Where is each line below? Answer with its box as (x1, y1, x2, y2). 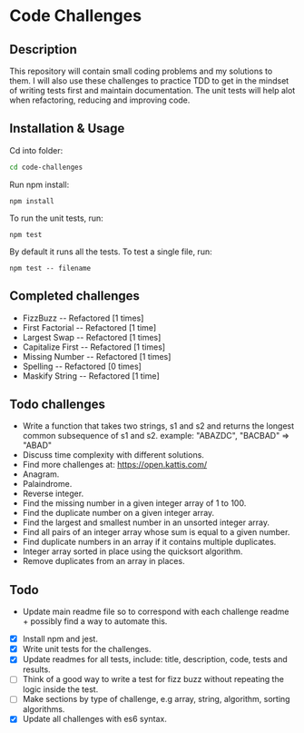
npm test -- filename (9, 263, 92, 272)
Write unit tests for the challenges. (22, 644, 152, 655)
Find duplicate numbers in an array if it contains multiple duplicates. (22, 537, 277, 548)
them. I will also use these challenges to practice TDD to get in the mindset (9, 75, 289, 86)
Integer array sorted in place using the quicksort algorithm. (22, 546, 243, 557)
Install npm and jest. (22, 633, 98, 645)
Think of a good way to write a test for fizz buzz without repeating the (22, 674, 284, 685)
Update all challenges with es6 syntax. (22, 714, 168, 725)
